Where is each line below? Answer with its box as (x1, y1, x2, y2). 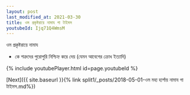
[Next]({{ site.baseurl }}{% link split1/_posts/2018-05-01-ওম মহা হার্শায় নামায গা (6, 76, 184, 83)
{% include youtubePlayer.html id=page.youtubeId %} (6, 65, 138, 72)
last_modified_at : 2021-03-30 (6, 14, 81, 20)
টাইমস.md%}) (6, 83, 36, 90)
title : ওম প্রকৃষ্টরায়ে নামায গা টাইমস (6, 19, 72, 25)
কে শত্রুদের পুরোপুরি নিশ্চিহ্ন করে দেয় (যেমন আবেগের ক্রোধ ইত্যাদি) (14, 53, 126, 60)
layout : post (6, 8, 39, 15)
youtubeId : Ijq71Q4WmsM (6, 25, 65, 31)
